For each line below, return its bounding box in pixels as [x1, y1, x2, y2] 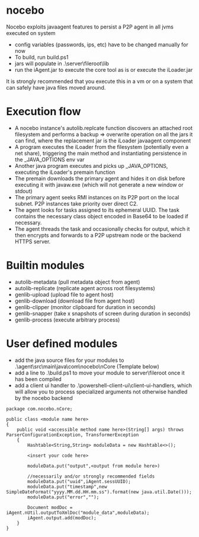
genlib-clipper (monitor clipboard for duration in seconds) [14, 303, 156, 310]
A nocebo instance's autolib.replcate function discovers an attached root [14, 124, 193, 131]
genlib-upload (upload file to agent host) [14, 291, 114, 298]
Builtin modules [6, 259, 85, 272]
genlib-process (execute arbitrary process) [14, 316, 120, 323]
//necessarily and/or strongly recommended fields [27, 473, 155, 479]
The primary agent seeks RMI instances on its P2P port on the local [14, 193, 179, 201]
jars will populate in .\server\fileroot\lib [14, 60, 110, 67]
